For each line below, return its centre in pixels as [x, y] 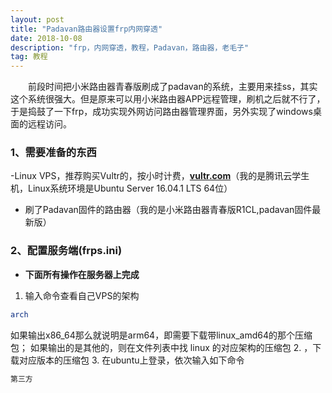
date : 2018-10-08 [46, 38]
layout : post [37, 19]
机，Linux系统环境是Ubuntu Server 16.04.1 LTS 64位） [121, 188]
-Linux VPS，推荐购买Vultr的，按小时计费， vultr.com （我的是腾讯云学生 [160, 176]
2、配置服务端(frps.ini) [66, 251]
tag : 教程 [29, 57]
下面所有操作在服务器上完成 [82, 274]
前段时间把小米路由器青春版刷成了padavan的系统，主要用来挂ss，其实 [172, 87]
